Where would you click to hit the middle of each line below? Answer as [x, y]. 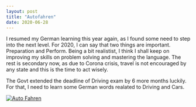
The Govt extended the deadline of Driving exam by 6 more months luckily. [97, 81]
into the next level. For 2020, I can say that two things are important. [88, 45]
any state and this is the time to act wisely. [57, 70]
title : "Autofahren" [31, 17]
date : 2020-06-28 [27, 22]
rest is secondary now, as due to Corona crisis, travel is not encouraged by [96, 63]
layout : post [22, 11]
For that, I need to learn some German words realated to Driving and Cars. [95, 87]
